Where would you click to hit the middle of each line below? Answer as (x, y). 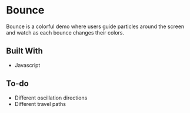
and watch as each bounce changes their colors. (65, 32)
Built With (24, 51)
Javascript (27, 65)
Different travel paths (40, 104)
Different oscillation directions (51, 98)
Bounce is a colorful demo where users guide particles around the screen (95, 26)
